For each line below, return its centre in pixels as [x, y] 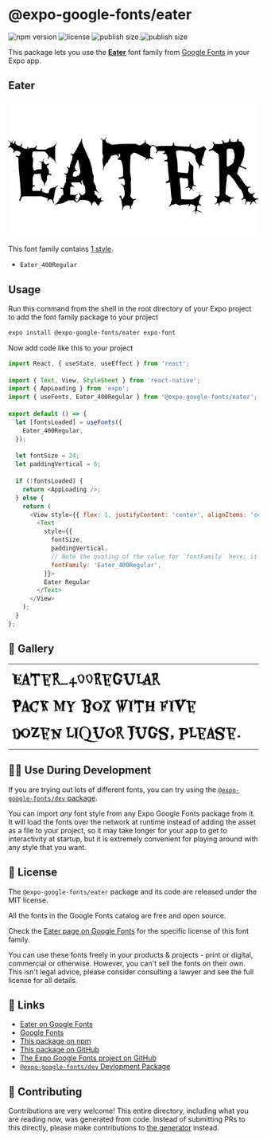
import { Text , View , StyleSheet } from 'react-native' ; [104, 380]
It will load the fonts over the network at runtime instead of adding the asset [132, 821]
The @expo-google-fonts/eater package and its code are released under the [133, 891]
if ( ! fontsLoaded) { [49, 481]
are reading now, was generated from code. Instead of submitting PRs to [127, 1119]
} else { [30, 498]
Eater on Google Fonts [56, 1024]
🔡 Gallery [31, 649]
